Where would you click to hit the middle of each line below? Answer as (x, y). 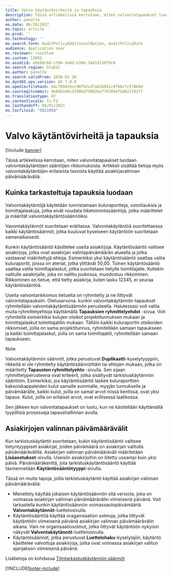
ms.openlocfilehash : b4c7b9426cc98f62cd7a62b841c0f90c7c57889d (74, 86)
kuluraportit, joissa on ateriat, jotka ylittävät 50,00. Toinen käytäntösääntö (83, 263)
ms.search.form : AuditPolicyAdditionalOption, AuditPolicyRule (74, 44)
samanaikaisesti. (23, 237)
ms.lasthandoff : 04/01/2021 (35, 106)
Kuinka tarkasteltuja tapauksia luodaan (69, 193)
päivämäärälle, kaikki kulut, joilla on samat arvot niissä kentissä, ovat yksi (82, 391)
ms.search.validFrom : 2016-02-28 (41, 77)
